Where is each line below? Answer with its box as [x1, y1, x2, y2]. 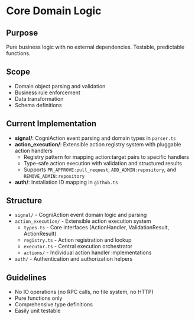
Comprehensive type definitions [14, 301, 93, 308]
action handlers [14, 147, 53, 154]
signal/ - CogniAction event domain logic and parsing [14, 212, 147, 219]
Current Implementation [6, 119, 97, 129]
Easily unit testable [14, 307, 61, 315]
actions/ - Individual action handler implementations [23, 249, 152, 256]
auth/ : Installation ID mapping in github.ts [14, 178, 118, 185]
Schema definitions [14, 101, 62, 108]
